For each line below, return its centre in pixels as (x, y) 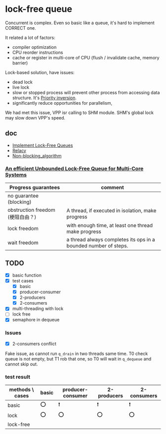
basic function (27, 275)
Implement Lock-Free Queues (42, 145)
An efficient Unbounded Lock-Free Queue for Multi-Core (74, 168)
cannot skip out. (21, 364)
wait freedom (23, 243)
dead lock (22, 82)
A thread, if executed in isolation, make (111, 211)
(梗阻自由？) (22, 217)
